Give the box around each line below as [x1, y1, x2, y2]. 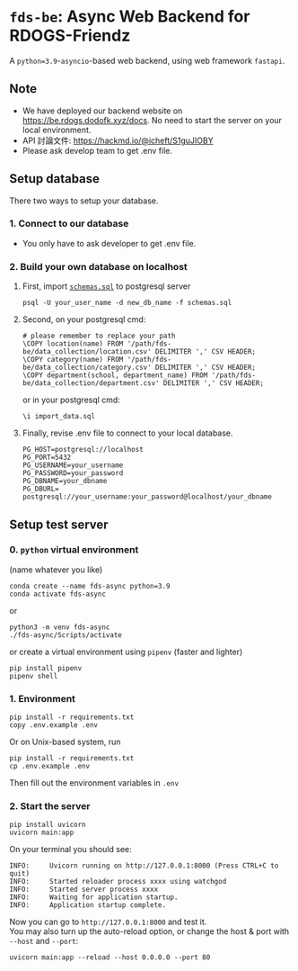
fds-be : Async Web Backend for [9, 6, 250, 27]
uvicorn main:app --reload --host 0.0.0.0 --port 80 [9, 953, 211, 962]
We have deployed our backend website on [22, 105, 183, 116]
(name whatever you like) [9, 564, 103, 575]
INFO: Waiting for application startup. [9, 893, 179, 902]
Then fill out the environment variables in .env [9, 778, 180, 788]
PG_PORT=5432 [22, 453, 72, 463]
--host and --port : [9, 936, 79, 947]
